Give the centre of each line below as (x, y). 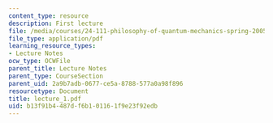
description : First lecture (56, 23)
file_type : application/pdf (56, 38)
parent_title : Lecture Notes (58, 69)
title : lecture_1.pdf (45, 99)
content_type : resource (49, 16)
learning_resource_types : (52, 46)
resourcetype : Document (49, 91)
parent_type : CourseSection (56, 76)
